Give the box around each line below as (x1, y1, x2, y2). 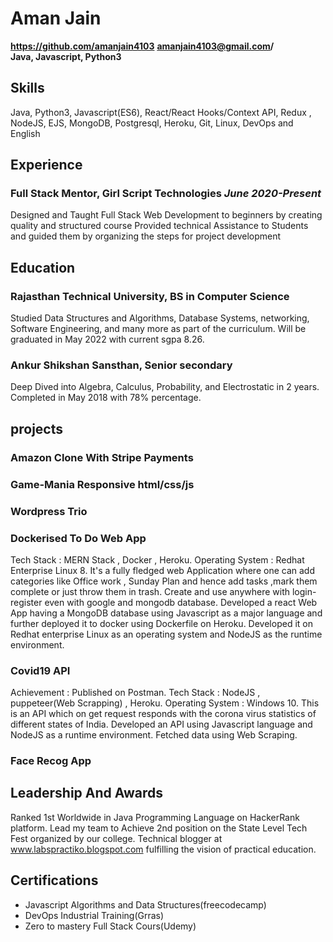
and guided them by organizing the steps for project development (10, 230, 282, 242)
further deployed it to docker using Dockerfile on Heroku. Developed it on (10, 617, 313, 629)
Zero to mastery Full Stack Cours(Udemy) (24, 920, 197, 932)
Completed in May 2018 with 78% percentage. (10, 392, 202, 404)
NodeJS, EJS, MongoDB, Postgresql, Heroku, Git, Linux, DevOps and (10, 117, 294, 129)
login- (291, 585, 317, 597)
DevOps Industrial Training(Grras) (24, 909, 165, 921)
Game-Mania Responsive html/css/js (10, 477, 195, 491)
